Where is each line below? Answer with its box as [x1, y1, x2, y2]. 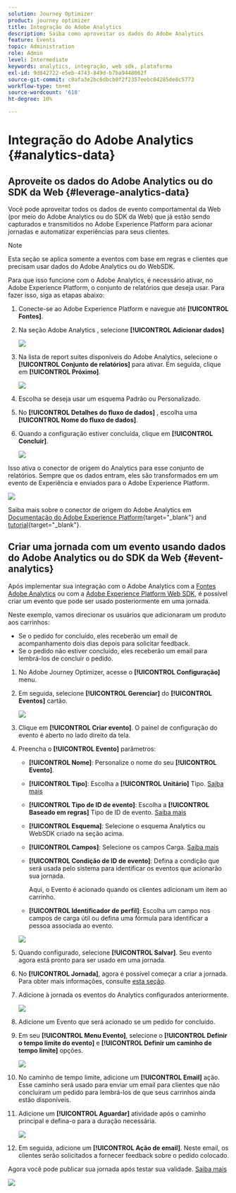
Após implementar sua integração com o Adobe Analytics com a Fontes [8, 581, 216, 590]
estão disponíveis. [18, 1095, 71, 1104]
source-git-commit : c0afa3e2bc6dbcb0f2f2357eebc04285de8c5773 [8, 75, 194, 83]
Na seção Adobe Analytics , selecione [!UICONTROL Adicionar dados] [18, 326, 225, 334]
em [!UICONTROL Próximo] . [18, 368, 101, 376]
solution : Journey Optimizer [8, 10, 94, 18]
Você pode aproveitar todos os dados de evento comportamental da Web [8, 205, 221, 213]
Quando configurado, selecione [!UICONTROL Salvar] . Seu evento [18, 948, 212, 957]
